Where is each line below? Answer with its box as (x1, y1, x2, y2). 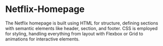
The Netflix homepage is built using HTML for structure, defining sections (5, 20, 158, 26)
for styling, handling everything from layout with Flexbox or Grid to (5, 30, 143, 36)
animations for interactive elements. (5, 36, 80, 42)
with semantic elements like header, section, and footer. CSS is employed (5, 25, 158, 31)
